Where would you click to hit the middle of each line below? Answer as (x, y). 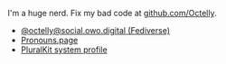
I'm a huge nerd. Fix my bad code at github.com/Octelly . (112, 13)
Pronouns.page (49, 40)
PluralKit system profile (64, 50)
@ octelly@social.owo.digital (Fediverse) (95, 30)
